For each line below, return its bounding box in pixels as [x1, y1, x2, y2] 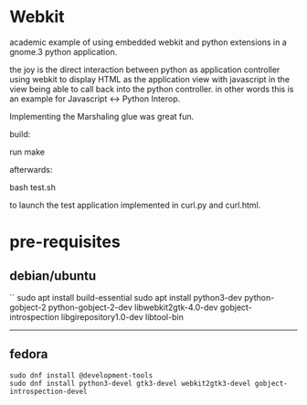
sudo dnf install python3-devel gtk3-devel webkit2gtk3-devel [9, 378, 251, 388]
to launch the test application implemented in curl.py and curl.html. [9, 199, 261, 210]
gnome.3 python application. [9, 46, 118, 57]
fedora [9, 346, 48, 362]
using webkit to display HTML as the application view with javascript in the [9, 73, 291, 84]
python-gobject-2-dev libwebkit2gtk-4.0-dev [48, 302, 218, 313]
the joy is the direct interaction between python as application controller [9, 64, 281, 75]
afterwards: [9, 164, 53, 175]
